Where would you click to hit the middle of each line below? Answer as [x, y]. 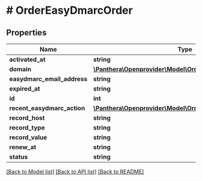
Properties [26, 33]
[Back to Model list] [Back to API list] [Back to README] [75, 172]
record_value [28, 137]
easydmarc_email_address [48, 79]
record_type [27, 128]
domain [20, 69]
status [19, 157]
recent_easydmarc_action [47, 108]
